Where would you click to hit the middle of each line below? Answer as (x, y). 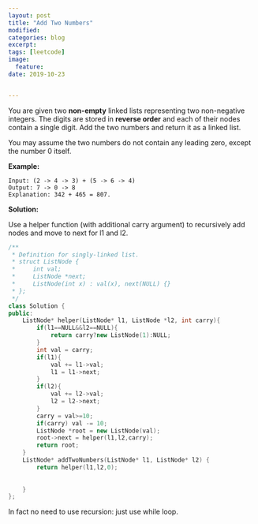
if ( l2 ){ (49, 387)
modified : (24, 30)
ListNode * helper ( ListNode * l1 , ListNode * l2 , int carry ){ (122, 320)
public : (21, 313)
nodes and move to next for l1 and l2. (68, 233)
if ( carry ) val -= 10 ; (72, 423)
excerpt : (22, 45)
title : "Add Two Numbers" (50, 23)
